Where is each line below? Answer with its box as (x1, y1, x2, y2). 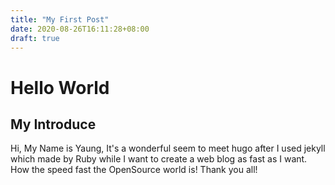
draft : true (10, 33, 60, 43)
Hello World (10, 76, 110, 99)
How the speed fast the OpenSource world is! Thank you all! (10, 164, 258, 176)
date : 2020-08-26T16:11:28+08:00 (10, 24, 150, 34)
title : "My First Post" (10, 14, 110, 25)
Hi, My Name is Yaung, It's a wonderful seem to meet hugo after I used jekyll (10, 142, 326, 155)
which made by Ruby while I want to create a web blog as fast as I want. (10, 153, 308, 165)
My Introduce (10, 116, 97, 133)
